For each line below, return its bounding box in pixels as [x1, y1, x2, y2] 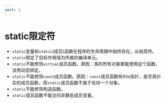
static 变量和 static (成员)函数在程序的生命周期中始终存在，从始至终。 [12, 48, 156, 54]
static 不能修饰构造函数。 [12, 86, 66, 92]
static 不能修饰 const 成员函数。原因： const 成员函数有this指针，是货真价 [12, 73, 161, 79]
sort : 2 [5, 7, 21, 13]
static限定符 [5, 31, 56, 42]
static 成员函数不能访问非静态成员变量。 [12, 92, 96, 98]
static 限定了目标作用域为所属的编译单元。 [12, 54, 101, 60]
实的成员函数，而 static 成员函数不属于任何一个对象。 [12, 79, 122, 85]
